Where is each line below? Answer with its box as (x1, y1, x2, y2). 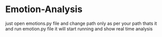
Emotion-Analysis (5, 4, 83, 15)
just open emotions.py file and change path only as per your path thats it (5, 20, 157, 26)
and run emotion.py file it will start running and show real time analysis (5, 25, 153, 31)
